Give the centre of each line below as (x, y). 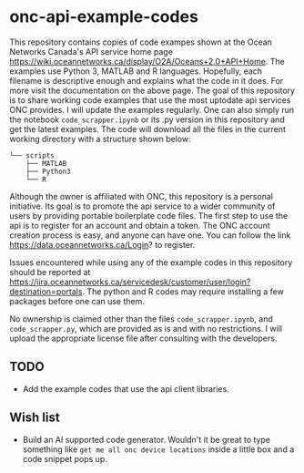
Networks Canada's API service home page (91, 51)
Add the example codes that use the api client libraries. (126, 388)
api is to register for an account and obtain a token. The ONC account (140, 225)
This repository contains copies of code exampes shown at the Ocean (141, 42)
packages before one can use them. (77, 301)
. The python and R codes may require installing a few (182, 291)
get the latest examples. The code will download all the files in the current (148, 129)
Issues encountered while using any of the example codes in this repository (151, 262)
